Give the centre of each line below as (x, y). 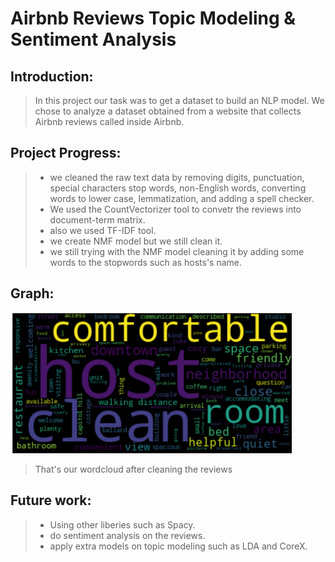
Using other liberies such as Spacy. (122, 524)
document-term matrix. (97, 219)
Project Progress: (66, 153)
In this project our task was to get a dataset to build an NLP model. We (179, 100)
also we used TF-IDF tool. (103, 230)
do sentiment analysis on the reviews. (127, 535)
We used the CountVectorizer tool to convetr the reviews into (175, 209)
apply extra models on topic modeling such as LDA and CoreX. (178, 546)
